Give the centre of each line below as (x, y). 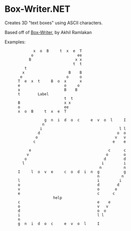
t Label (33, 94)
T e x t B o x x (50, 81)
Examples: (15, 42)
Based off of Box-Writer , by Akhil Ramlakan (48, 32)
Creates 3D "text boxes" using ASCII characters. (54, 23)
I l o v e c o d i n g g (72, 172)
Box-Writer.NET (38, 9)
